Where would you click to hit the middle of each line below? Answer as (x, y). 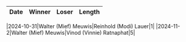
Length (89, 12)
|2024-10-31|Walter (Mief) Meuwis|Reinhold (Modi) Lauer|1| (81, 26)
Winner (40, 12)
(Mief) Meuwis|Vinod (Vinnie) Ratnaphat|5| (82, 33)
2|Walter (17, 33)
